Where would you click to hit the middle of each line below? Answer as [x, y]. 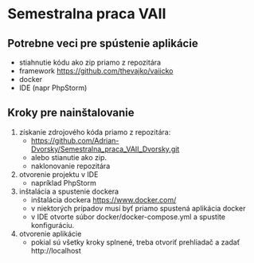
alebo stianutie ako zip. [69, 157]
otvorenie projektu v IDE [59, 174]
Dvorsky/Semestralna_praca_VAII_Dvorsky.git [105, 149]
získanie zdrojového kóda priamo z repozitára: [95, 131]
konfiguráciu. [53, 225]
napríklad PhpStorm [63, 183]
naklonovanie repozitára [70, 166]
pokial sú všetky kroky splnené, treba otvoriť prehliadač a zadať [135, 242]
